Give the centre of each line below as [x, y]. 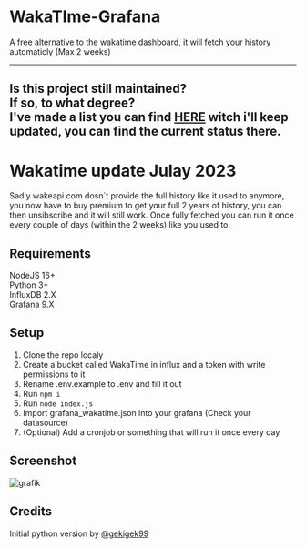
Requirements [50, 254]
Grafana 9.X [32, 304]
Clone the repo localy [63, 355]
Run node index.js [58, 403]
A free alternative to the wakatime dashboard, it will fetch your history [140, 42]
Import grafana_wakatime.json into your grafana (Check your [137, 412]
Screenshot [43, 461]
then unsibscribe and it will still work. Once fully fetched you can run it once [152, 215]
